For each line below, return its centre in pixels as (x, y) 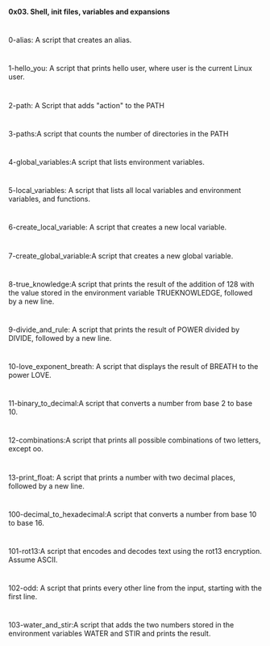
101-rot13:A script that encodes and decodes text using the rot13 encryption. (135, 551)
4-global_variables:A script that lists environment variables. (107, 161)
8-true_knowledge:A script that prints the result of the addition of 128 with (131, 284)
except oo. (26, 449)
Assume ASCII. (33, 560)
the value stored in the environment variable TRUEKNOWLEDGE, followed (131, 292)
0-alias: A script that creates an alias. (70, 40)
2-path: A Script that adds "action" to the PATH (87, 105)
